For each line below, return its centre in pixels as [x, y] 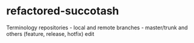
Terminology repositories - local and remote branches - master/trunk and [97, 27]
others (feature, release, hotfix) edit [50, 33]
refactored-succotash [63, 11]
